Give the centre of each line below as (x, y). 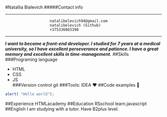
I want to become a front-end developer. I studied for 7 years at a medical (83, 44)
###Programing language (32, 59)
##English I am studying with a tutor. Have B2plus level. (62, 109)
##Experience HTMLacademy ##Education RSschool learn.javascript (76, 104)
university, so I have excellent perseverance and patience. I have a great (82, 49)
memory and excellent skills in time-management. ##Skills (67, 54)
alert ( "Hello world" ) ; (30, 94)
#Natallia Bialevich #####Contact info (44, 7)
